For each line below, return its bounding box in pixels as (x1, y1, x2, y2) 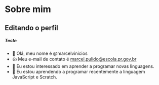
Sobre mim (5, 4, 51, 15)
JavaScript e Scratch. (12, 74, 57, 80)
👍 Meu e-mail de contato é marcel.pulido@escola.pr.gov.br (12, 56, 137, 62)
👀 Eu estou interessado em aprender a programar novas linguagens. (12, 63, 154, 69)
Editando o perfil (5, 24, 59, 32)
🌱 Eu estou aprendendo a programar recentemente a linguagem (12, 68, 145, 74)
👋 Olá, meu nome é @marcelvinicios (12, 50, 88, 56)
